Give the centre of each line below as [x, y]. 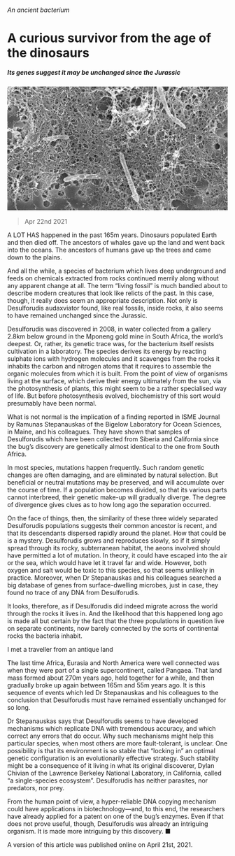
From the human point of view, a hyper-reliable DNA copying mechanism [112, 801]
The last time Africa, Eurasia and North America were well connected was [114, 663]
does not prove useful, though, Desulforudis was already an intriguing [108, 824]
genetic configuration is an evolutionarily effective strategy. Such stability [113, 758]
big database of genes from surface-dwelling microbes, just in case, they [113, 585]
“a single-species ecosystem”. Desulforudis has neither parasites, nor [108, 780]
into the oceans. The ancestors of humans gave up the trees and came [109, 250]
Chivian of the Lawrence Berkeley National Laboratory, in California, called [114, 773]
